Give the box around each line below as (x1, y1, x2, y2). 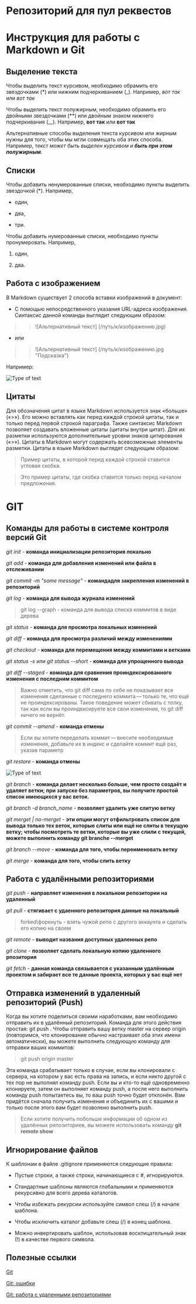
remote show (20, 1128, 54, 1135)
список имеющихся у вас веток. (6, 793, 90, 800)
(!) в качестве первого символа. (14, 1236, 95, 1243)
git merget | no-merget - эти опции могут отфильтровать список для (6, 815, 180, 822)
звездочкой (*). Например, (6, 187, 73, 194)
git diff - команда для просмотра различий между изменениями (6, 634, 173, 642)
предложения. (20, 479, 57, 487)
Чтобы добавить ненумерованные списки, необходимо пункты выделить (6, 181, 190, 188)
